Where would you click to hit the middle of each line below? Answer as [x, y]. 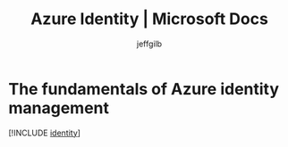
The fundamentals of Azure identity [144, 89]
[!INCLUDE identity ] [45, 133]
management [59, 108]
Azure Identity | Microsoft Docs [149, 19]
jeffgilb [149, 44]
